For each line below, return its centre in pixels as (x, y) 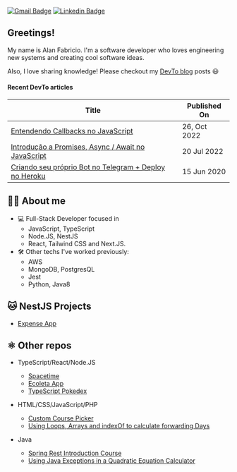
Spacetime (44, 376)
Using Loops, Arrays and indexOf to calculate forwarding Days (119, 426)
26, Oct (195, 127)
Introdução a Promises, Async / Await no (78, 147)
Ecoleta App (46, 384)
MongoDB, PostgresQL (61, 269)
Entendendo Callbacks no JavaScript (72, 131)
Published (204, 106)
